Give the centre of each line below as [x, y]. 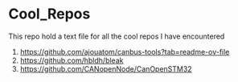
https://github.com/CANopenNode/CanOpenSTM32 [106, 68]
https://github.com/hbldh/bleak [72, 60]
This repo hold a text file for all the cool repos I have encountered [117, 36]
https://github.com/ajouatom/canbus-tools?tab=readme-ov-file [125, 51]
